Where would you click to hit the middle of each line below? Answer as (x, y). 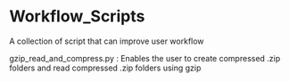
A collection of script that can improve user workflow (107, 41)
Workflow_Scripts (77, 16)
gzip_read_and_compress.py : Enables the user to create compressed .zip (145, 58)
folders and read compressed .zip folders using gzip (105, 68)
